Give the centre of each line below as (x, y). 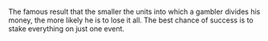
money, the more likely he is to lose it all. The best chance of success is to (131, 20)
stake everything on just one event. (67, 29)
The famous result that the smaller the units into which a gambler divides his (134, 12)
